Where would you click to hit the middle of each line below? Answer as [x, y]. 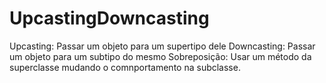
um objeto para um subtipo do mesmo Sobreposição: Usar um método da [160, 56]
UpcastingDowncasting [109, 18]
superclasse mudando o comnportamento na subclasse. [125, 67]
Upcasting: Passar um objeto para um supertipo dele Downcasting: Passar [162, 46]
